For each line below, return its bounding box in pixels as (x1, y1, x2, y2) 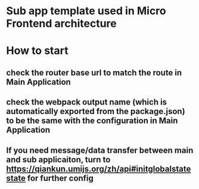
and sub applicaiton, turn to (6, 155, 111, 165)
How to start (6, 44, 69, 58)
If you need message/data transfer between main (6, 145, 194, 155)
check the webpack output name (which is (6, 97, 167, 108)
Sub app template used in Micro (6, 4, 166, 18)
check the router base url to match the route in (6, 67, 182, 78)
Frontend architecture (6, 17, 117, 30)
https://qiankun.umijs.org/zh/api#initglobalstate (6, 163, 191, 174)
